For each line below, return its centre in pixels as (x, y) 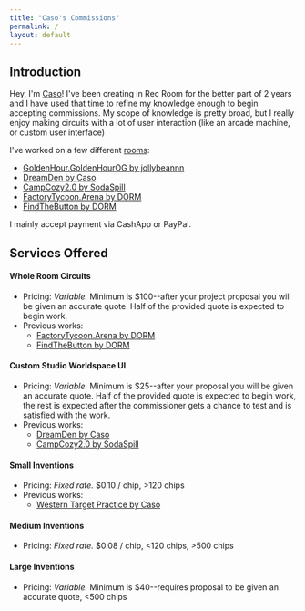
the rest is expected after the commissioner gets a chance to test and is (157, 405)
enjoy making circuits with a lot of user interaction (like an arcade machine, (150, 123)
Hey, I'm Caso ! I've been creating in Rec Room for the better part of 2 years (151, 94)
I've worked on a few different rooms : (80, 150)
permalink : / (34, 26)
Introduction (46, 72)
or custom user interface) (57, 132)
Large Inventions (42, 566)
